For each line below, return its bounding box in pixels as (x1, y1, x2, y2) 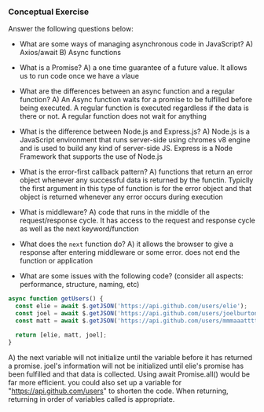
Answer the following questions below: (8, 24, 134, 34)
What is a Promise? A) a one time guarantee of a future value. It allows (19, 63, 247, 72)
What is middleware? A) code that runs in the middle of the (19, 208, 211, 217)
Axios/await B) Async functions (19, 48, 122, 57)
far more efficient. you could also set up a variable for (8, 377, 182, 387)
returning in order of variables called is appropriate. (8, 394, 175, 403)
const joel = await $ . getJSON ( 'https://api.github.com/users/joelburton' (15, 310, 262, 318)
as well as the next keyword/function (19, 224, 139, 234)
